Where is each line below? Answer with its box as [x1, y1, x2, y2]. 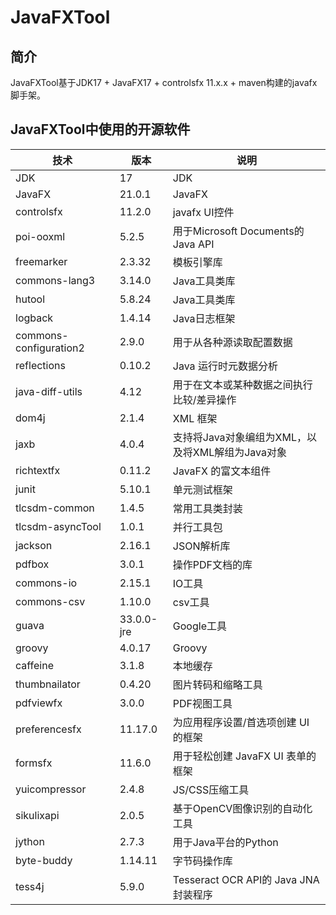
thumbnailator [15, 677, 81, 691]
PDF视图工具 [172, 696, 233, 710]
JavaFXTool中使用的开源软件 [10, 121, 191, 138]
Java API [172, 237, 215, 251]
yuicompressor [15, 782, 87, 796]
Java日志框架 [172, 311, 236, 325]
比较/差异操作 [172, 392, 237, 406]
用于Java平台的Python [172, 835, 279, 849]
